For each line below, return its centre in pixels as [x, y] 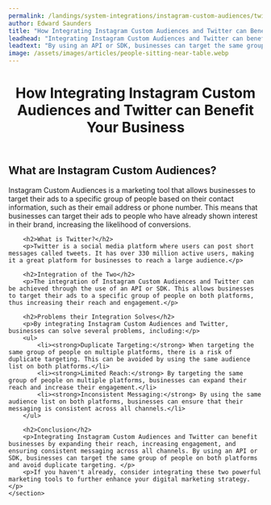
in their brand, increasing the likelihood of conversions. [100, 224]
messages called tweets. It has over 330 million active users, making [131, 253]
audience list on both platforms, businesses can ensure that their [126, 401]
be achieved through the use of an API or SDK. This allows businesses [131, 288]
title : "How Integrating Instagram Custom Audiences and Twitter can [128, 31]
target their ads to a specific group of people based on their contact [121, 198]
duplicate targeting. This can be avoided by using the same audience [129, 359]
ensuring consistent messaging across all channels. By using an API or [133, 451]
